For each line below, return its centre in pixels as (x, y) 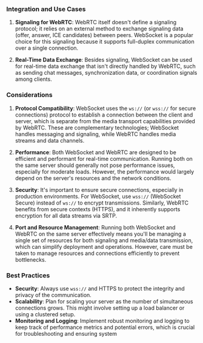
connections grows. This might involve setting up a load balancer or (100, 308)
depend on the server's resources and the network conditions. (93, 178)
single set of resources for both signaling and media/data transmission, (104, 240)
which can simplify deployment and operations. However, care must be (104, 246)
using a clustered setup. (45, 314)
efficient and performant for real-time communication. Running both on (104, 158)
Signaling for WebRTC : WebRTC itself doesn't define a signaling (96, 22)
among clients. (34, 79)
